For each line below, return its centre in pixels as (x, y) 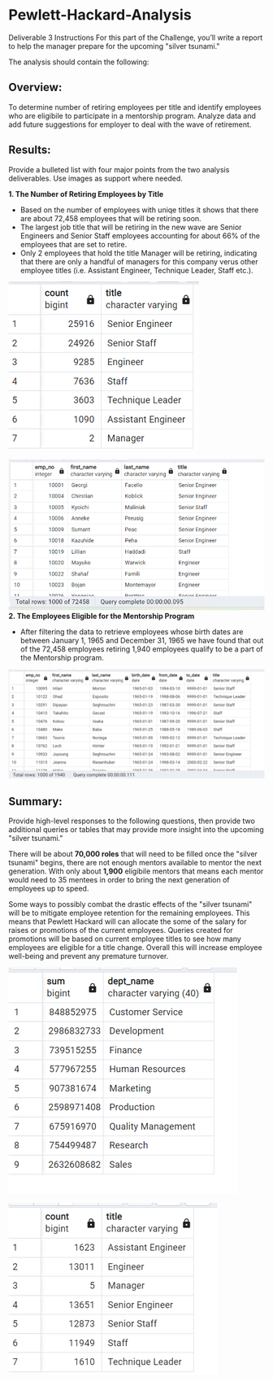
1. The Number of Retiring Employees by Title (86, 194)
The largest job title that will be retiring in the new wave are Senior (131, 227)
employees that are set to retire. (74, 244)
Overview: (35, 87)
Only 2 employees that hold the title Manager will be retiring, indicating (139, 253)
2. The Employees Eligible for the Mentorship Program (102, 616)
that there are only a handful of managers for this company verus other (139, 261)
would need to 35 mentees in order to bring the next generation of (119, 880)
